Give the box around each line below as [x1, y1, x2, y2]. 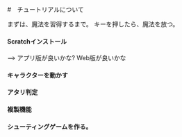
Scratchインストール [7, 37, 67, 46]
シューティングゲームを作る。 [7, 122, 92, 131]
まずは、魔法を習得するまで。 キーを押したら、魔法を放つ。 [7, 20, 179, 28]
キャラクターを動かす [7, 71, 68, 79]
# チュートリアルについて [7, 6, 85, 13]
